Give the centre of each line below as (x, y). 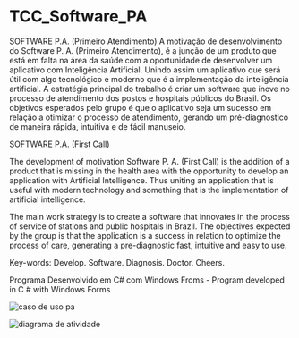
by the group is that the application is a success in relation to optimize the (145, 235)
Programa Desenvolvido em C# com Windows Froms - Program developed (147, 280)
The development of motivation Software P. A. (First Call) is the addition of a (149, 161)
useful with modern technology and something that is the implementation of (149, 190)
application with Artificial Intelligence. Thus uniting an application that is (142, 180)
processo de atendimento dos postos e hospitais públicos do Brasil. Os (140, 98)
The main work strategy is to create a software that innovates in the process (150, 216)
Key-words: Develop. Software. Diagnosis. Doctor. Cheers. (117, 262)
